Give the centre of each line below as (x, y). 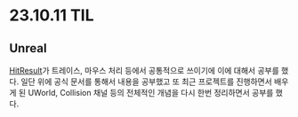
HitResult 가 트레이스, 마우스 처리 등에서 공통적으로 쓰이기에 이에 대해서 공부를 (145, 70)
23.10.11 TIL (52, 16)
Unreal (28, 48)
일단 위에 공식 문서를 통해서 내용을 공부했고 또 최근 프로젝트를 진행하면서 (147, 82)
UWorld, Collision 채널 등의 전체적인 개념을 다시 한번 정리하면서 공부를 (151, 93)
